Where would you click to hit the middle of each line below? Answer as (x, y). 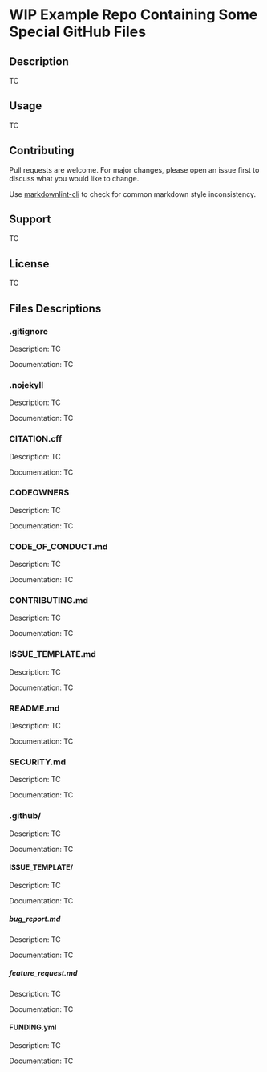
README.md (34, 708)
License (29, 264)
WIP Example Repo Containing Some (133, 15)
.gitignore (29, 331)
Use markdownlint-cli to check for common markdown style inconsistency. (133, 194)
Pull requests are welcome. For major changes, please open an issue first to (134, 169)
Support (30, 220)
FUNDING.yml (33, 1027)
